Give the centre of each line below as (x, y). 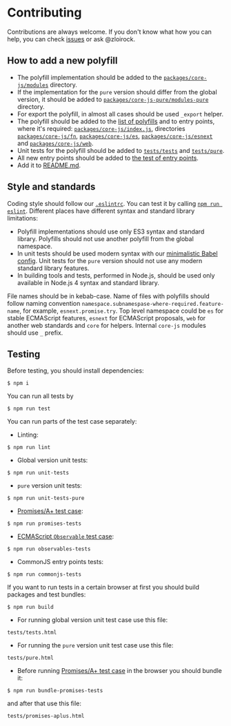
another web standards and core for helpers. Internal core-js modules (107, 325)
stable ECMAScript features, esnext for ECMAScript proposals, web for (107, 318)
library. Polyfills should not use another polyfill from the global (106, 238)
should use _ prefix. (35, 333)
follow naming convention (44, 303)
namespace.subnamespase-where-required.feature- (153, 304)
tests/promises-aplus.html (46, 716)
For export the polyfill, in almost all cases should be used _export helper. (120, 114)
